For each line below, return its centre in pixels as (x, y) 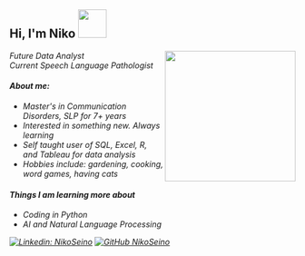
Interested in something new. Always (91, 126)
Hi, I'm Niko (43, 34)
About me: (30, 86)
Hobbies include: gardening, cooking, (93, 164)
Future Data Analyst (47, 55)
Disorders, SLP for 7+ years (74, 116)
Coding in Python (55, 215)
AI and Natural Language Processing (92, 224)
